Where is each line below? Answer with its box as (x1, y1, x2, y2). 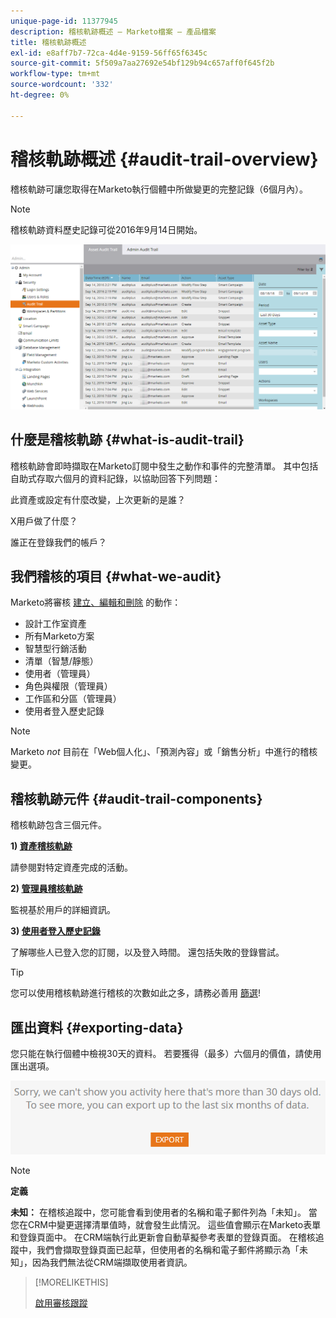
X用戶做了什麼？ (10, 515, 78, 527)
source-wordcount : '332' (10, 80, 114, 90)
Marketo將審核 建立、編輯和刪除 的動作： (10, 596, 182, 609)
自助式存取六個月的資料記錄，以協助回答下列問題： (10, 472, 221, 484)
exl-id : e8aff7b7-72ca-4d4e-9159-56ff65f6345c (10, 48, 208, 58)
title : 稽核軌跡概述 (10, 37, 87, 47)
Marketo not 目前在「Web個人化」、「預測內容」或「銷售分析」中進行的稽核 (10, 746, 318, 758)
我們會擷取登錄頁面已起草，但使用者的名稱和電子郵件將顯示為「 (36, 1244, 300, 1256)
